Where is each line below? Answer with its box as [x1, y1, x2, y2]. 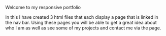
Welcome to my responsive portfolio [5, 5, 81, 10]
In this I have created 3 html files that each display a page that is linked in [5, 14, 158, 20]
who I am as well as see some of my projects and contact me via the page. [5, 25, 161, 31]
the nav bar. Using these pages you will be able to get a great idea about [5, 20, 157, 25]
